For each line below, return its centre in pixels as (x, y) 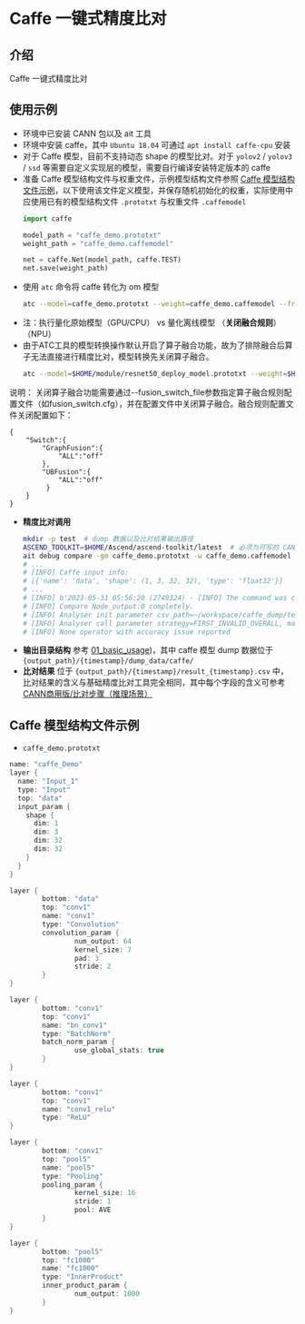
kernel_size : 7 (103, 950)
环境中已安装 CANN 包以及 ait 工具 (87, 133)
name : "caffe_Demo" (46, 765)
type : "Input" (44, 790)
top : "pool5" (67, 1159)
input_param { (44, 806)
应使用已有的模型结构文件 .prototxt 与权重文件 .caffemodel (134, 202)
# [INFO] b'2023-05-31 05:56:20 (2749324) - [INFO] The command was (155, 598)
